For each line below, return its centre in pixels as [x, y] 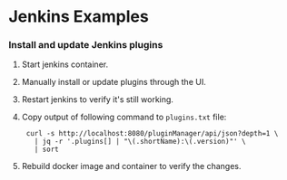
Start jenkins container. [65, 64]
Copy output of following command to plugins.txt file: [124, 117]
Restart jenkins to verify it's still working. [98, 99]
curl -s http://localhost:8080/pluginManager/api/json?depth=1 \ [152, 134]
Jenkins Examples [79, 17]
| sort [47, 150]
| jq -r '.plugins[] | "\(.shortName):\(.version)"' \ [140, 142]
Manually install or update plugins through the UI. [114, 82]
